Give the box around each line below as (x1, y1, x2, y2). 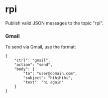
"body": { (14, 66, 35, 72)
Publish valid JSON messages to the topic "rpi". (5, 20, 104, 26)
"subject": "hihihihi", (23, 75, 73, 80)
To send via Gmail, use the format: (5, 44, 76, 50)
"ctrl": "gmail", (14, 58, 51, 63)
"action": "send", (14, 62, 53, 67)
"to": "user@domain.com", (23, 71, 78, 76)
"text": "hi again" (23, 80, 64, 85)
